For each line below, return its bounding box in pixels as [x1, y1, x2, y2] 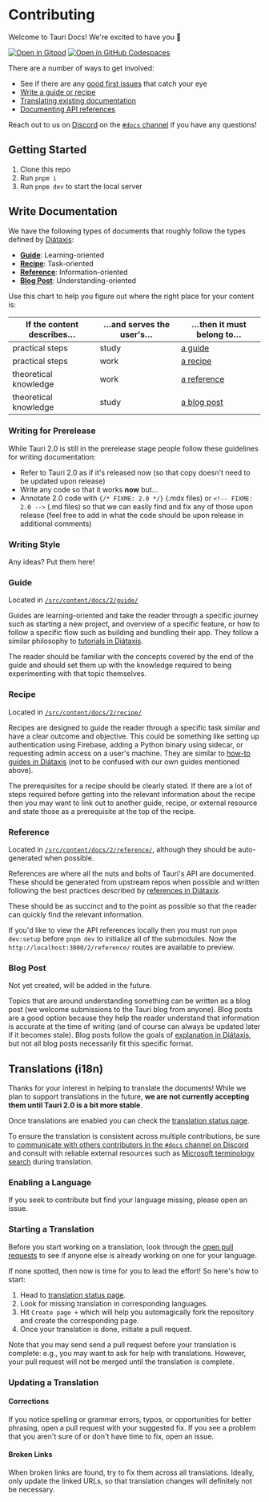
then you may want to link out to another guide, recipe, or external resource [8, 798, 258, 808]
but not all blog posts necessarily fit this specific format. [8, 1038, 194, 1048]
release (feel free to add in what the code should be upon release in [19, 510, 244, 520]
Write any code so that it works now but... [19, 484, 159, 494]
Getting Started [8, 143, 87, 157]
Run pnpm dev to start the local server [19, 181, 143, 191]
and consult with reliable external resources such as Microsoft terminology [8, 1148, 255, 1158]
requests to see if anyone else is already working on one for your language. [8, 1250, 258, 1260]
